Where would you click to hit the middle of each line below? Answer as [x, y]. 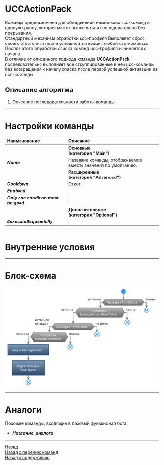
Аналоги [23, 410]
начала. [13, 54]
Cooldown [18, 184]
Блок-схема [31, 276]
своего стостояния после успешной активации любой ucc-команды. [77, 43]
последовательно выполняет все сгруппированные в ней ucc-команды [80, 64]
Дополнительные [87, 209]
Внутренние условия [50, 247]
